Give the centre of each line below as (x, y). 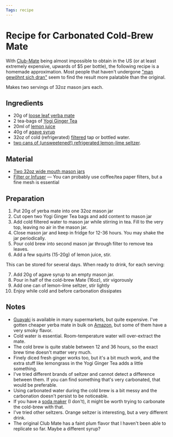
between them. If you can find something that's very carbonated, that (87, 379)
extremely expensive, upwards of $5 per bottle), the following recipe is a (82, 66)
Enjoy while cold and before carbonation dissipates (68, 291)
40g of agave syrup (34, 132)
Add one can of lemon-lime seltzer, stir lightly (61, 285)
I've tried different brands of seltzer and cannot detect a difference (84, 374)
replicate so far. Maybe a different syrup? (57, 429)
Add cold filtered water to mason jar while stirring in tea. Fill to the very (88, 222)
